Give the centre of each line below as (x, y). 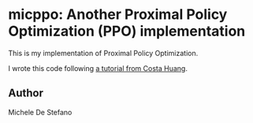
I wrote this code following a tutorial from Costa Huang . (98, 68)
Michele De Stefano (40, 112)
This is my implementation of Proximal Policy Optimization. (103, 53)
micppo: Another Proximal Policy (118, 15)
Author (26, 93)
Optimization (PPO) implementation (127, 31)
